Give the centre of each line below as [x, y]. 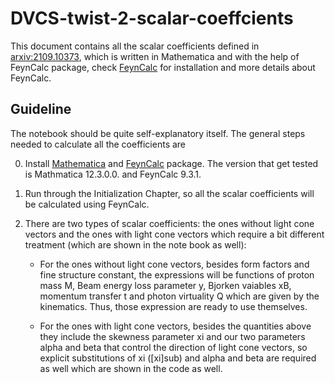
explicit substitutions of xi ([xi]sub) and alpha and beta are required [178, 358]
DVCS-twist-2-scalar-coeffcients [152, 18]
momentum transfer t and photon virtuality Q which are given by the [179, 296]
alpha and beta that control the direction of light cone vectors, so [173, 347]
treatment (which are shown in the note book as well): [135, 244]
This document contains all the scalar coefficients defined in [135, 46]
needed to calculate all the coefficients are [98, 144]
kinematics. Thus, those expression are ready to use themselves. [173, 306]
